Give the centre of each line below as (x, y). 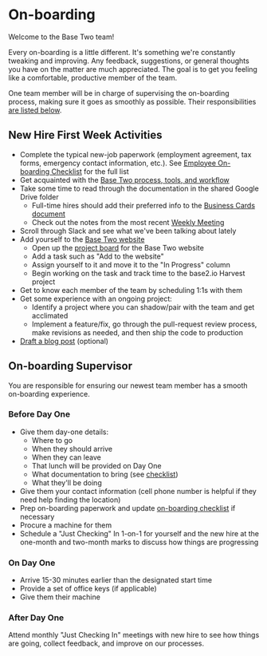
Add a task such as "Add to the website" (98, 256)
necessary (37, 516)
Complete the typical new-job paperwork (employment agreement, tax (135, 154)
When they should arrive (72, 449)
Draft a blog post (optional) (64, 341)
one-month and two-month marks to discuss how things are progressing (139, 542)
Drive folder (39, 196)
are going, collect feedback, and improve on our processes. (106, 643)
